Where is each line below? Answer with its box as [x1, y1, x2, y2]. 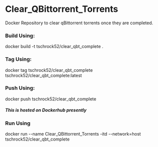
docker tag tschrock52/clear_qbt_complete [5, 67, 93, 73]
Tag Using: [5, 56, 32, 63]
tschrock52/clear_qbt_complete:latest [5, 72, 82, 78]
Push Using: [5, 85, 35, 92]
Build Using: [5, 32, 35, 39]
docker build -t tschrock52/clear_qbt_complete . [5, 44, 104, 49]
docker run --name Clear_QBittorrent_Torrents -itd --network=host [5, 131, 141, 137]
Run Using [5, 120, 31, 127]
